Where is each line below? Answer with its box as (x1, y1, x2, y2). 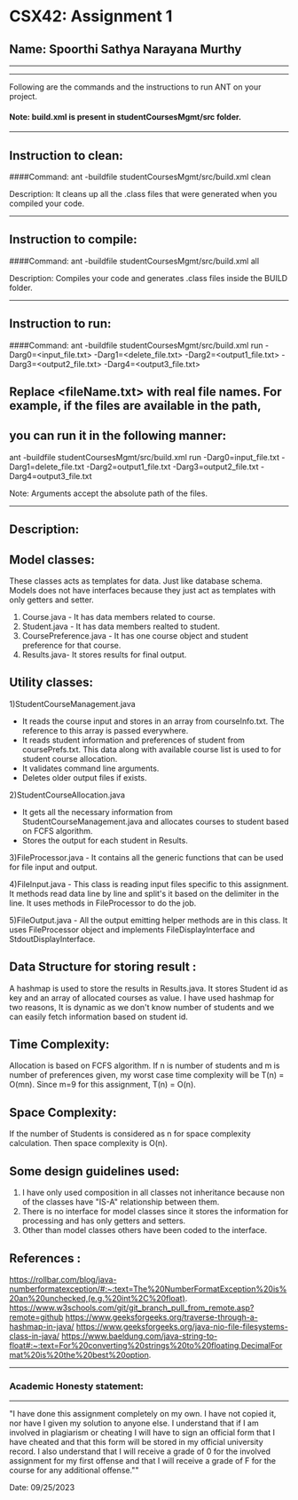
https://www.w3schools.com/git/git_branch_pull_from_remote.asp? (9, 1302, 255, 1313)
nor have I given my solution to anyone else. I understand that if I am (9, 1418, 259, 1429)
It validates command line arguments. (21, 763, 160, 774)
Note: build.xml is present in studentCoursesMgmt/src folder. (9, 111, 242, 122)
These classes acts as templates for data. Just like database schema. (9, 576, 263, 586)
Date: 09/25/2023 (9, 1482, 75, 1493)
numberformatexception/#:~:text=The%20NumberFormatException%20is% (9, 1284, 287, 1294)
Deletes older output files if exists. (21, 772, 147, 782)
